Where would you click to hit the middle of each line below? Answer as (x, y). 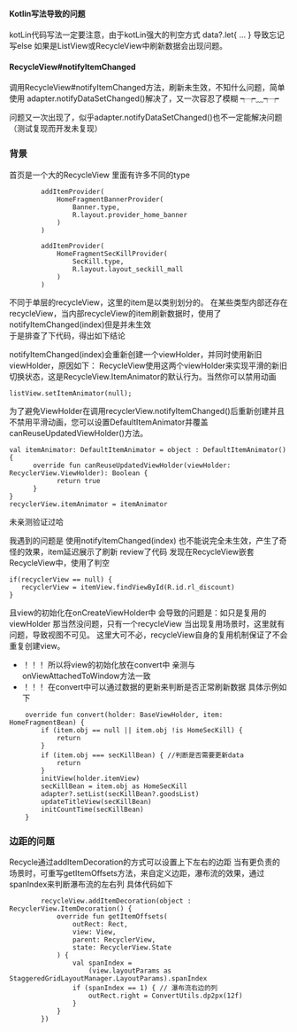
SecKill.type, (98, 262)
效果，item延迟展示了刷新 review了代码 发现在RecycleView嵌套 (139, 551)
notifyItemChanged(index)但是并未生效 (80, 324)
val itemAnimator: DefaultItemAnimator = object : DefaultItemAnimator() (148, 450)
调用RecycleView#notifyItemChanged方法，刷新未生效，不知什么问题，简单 (147, 88)
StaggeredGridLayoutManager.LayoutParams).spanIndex (108, 979)
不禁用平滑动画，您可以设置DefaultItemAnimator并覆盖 (109, 422)
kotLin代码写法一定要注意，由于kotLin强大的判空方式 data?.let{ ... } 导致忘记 (147, 35)
